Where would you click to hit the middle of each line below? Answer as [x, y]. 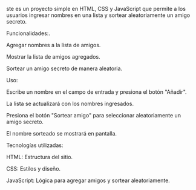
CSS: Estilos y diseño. [34, 169]
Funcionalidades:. [28, 33]
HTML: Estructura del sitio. [40, 157]
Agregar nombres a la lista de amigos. [54, 45]
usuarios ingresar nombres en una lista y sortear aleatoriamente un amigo [98, 15]
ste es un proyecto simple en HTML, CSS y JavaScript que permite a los [96, 9]
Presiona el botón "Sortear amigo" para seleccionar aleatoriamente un [94, 115]
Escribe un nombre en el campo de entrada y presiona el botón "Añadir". [96, 92]
